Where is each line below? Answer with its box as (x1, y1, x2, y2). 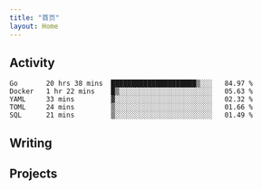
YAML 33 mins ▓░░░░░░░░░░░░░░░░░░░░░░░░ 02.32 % (9, 95, 254, 104)
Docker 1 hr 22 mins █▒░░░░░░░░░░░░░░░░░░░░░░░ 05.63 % (9, 87, 254, 96)
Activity (9, 55, 56, 71)
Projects (9, 166, 58, 182)
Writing (9, 135, 53, 150)
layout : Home (9, 22, 59, 31)
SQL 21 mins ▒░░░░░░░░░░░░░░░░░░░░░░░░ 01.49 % (9, 110, 254, 120)
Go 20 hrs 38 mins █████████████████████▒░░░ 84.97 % (9, 79, 254, 89)
